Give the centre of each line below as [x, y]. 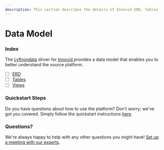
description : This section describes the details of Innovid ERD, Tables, [83, 9]
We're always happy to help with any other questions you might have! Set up [82, 137]
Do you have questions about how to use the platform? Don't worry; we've [80, 109]
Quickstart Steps [26, 98]
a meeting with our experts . [33, 142]
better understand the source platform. [44, 65]
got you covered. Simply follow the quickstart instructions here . [69, 114]
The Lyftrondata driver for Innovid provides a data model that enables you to [82, 59]
